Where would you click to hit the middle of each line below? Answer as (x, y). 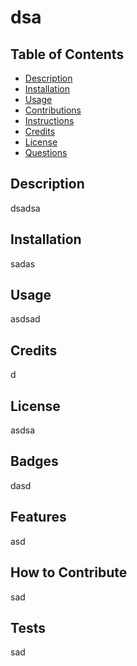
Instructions (49, 120)
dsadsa (25, 208)
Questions (46, 152)
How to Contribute (69, 572)
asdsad (25, 319)
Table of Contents (67, 54)
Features (38, 517)
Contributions (53, 110)
